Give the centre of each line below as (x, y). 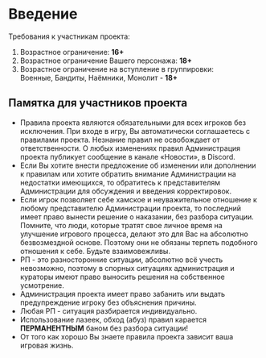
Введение (43, 14)
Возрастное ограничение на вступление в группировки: (117, 69)
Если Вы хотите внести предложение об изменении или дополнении (138, 165)
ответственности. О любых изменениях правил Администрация (130, 148)
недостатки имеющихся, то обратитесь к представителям (120, 182)
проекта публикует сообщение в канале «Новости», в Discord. (127, 156)
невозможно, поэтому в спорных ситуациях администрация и (127, 268)
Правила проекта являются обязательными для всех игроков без (133, 123)
